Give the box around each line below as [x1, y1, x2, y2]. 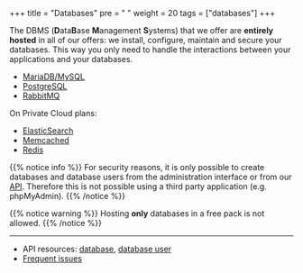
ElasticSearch [22, 125, 74, 136]
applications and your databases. [9, 54, 133, 64]
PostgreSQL [22, 81, 68, 91]
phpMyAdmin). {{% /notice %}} [9, 191, 126, 201]
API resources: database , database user [22, 243, 172, 254]
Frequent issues [22, 253, 83, 264]
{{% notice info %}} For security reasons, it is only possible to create [9, 162, 265, 172]
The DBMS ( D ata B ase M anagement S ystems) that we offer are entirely [9, 25, 273, 35]
